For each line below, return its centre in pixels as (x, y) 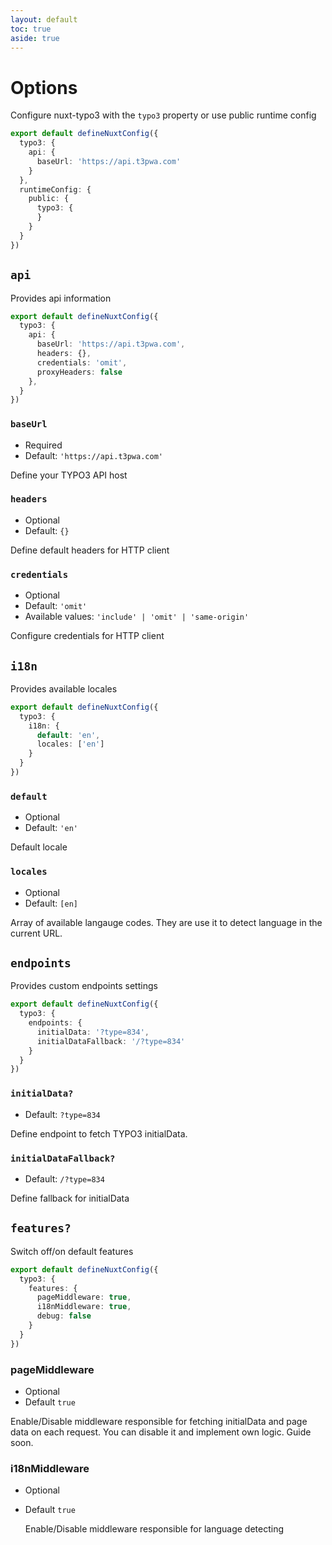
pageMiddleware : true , (84, 1297)
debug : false (64, 1316)
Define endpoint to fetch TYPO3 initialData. (99, 1133)
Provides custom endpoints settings (84, 986)
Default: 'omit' (56, 606)
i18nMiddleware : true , (84, 1307)
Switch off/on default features (72, 1251)
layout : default (44, 19)
